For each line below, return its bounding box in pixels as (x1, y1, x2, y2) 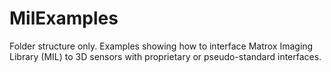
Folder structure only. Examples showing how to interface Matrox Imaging (9, 40, 314, 52)
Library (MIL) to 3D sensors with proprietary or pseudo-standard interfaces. (9, 50, 322, 62)
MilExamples (9, 7, 119, 30)
